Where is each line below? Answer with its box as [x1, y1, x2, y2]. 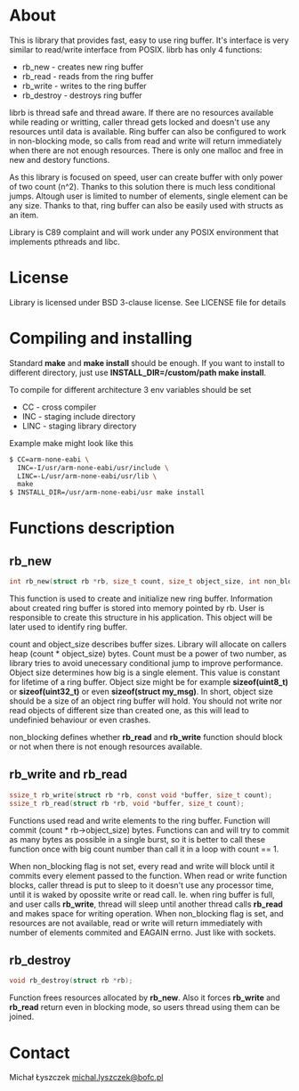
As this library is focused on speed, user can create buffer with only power [9, 171, 283, 183]
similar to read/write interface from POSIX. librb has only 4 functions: [9, 44, 263, 54]
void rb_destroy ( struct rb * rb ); [9, 976, 133, 985]
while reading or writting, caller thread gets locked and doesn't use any [9, 117, 271, 127]
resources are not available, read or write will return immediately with [9, 917, 263, 928]
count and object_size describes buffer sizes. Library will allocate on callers [9, 639, 287, 650]
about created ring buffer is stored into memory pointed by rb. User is [9, 603, 265, 614]
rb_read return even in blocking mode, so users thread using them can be [9, 1002, 280, 1013]
